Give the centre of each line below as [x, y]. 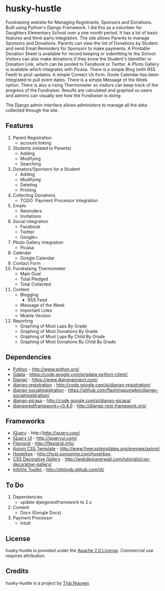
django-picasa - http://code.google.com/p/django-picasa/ [72, 400]
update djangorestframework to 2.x [56, 502]
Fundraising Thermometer [39, 268]
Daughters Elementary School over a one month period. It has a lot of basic [82, 33]
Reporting [23, 321]
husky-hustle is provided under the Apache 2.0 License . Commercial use [80, 550]
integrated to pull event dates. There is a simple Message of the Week [77, 80]
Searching [31, 164]
